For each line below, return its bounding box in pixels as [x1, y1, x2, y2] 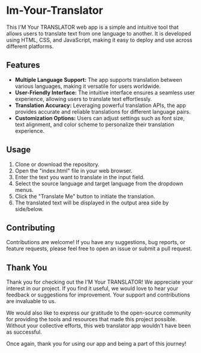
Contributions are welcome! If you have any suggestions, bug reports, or [6, 239, 185, 246]
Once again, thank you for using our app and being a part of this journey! [6, 340, 187, 348]
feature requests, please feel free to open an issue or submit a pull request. [6, 245, 193, 253]
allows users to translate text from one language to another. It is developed [6, 29, 191, 37]
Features [6, 60, 40, 70]
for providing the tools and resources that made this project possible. [6, 316, 177, 323]
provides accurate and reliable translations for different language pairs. [14, 108, 191, 115]
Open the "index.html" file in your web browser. [14, 167, 133, 174]
